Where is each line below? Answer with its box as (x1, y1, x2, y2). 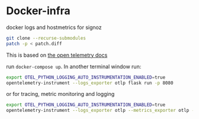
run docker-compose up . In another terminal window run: (6, 63, 142, 70)
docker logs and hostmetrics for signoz (6, 24, 102, 31)
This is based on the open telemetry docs (6, 52, 108, 59)
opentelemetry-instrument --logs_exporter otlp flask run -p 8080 (6, 80, 174, 86)
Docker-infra (6, 4, 71, 18)
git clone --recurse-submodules (6, 35, 86, 41)
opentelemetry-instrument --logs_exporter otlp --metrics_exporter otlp (6, 108, 190, 114)
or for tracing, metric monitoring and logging (6, 91, 115, 98)
